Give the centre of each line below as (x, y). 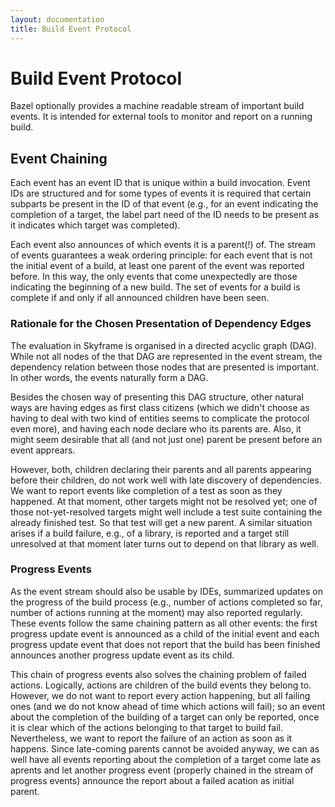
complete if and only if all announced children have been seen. (140, 298)
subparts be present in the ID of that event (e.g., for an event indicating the (164, 204)
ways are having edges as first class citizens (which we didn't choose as (160, 407)
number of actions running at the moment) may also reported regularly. (156, 612)
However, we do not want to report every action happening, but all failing (160, 695)
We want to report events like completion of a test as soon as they (146, 490)
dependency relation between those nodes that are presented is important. (165, 367)
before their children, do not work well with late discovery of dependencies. (166, 480)
